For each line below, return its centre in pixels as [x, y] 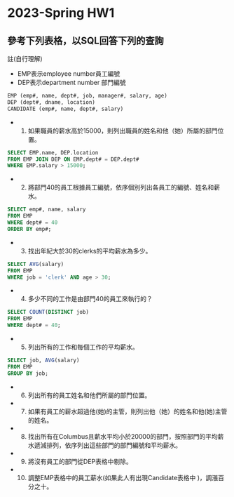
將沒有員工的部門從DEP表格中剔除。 [80, 461]
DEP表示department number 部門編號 [71, 82]
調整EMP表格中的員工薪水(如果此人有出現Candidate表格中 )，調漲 [123, 477]
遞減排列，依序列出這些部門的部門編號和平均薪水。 [108, 445]
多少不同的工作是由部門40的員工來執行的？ [90, 299]
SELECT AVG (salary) [36, 264]
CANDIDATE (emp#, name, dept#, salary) [66, 109]
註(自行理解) [25, 59]
